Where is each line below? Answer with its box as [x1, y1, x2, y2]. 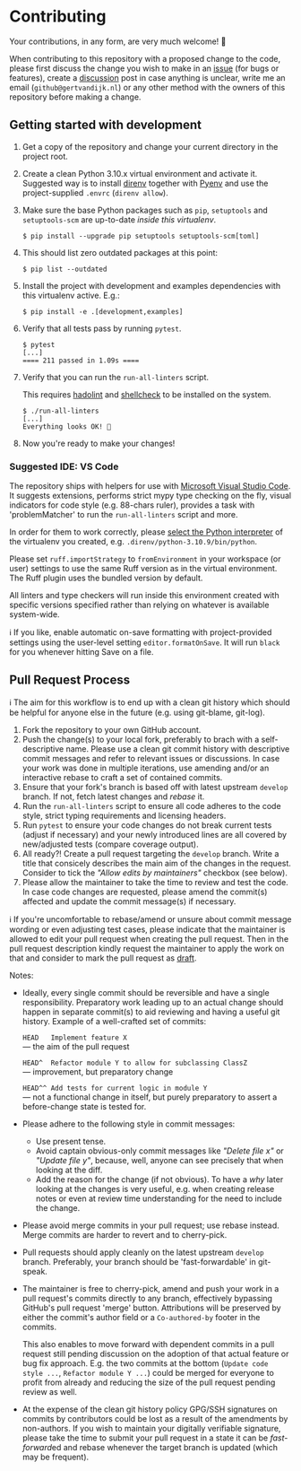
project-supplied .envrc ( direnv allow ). [21, 187, 168, 198]
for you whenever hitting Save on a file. [9, 647, 154, 657]
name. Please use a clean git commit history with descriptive [65, 743, 290, 754]
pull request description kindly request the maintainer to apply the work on [9, 943, 285, 953]
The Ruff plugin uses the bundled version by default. [9, 572, 203, 584]
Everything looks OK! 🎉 [21, 422, 112, 431]
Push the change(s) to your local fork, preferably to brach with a [21, 734, 260, 744]
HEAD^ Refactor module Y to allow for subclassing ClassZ [21, 1058, 248, 1067]
